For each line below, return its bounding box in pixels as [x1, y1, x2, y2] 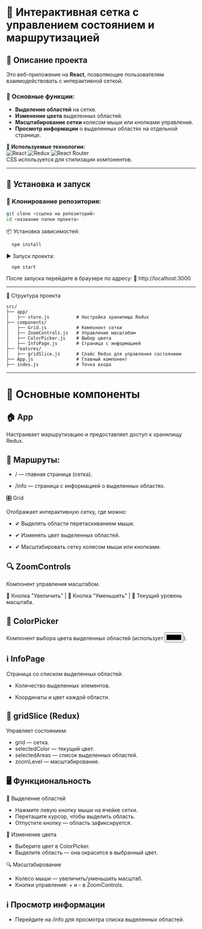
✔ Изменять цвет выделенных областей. [14, 532, 120, 539]
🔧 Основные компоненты [6, 387, 140, 401]
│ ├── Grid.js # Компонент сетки [6, 325, 122, 331]
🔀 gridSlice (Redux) [6, 711, 80, 721]
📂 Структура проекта [6, 292, 61, 300]
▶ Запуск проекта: [6, 252, 55, 259]
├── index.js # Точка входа [6, 362, 112, 368]
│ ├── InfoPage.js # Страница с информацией [6, 341, 141, 347]
